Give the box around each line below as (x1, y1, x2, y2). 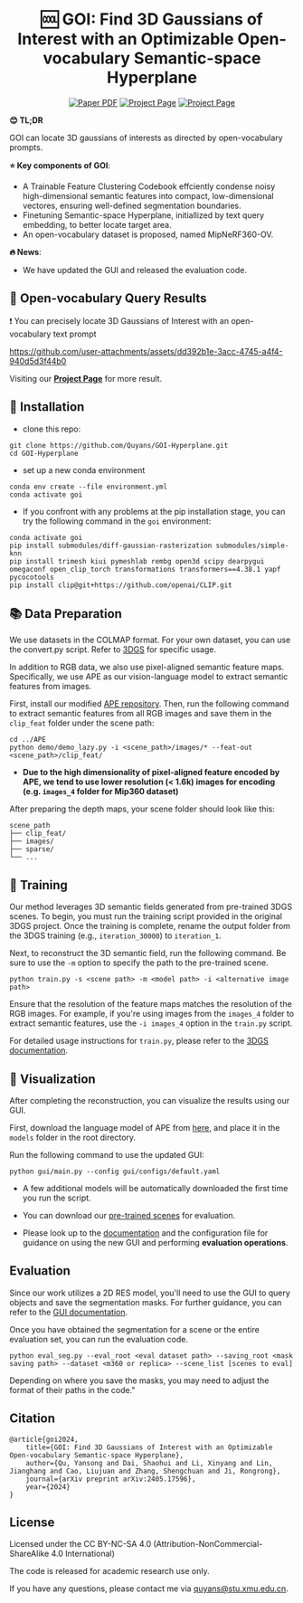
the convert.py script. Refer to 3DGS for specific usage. (9, 644, 217, 655)
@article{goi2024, (9, 1435, 79, 1444)
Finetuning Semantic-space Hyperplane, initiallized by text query (22, 209, 265, 221)
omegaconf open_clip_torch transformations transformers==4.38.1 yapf (9, 564, 281, 574)
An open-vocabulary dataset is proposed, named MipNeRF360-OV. (22, 229, 274, 240)
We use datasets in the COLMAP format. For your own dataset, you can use (9, 634, 291, 646)
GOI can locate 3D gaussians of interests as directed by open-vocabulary (9, 132, 283, 143)
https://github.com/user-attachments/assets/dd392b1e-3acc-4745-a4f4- (9, 346, 283, 356)
